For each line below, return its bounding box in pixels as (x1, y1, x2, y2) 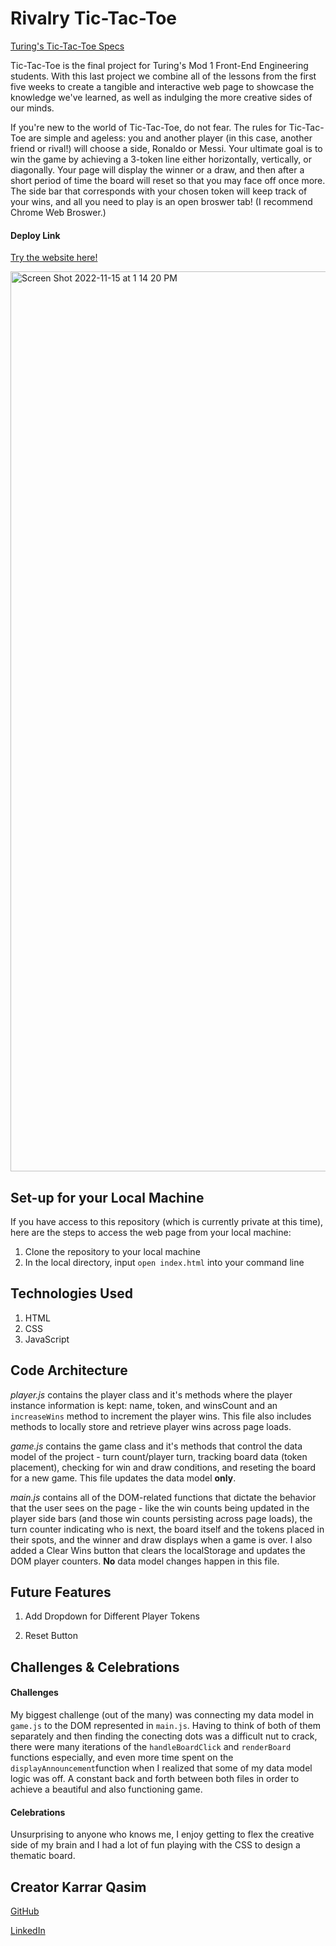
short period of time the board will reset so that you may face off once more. (10, 174, 326, 186)
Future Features (10, 1583, 112, 1601)
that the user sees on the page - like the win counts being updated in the (10, 1502, 310, 1514)
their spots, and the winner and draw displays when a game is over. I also (10, 1533, 313, 1546)
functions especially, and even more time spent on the (10, 1751, 234, 1763)
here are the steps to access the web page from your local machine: (10, 1226, 292, 1238)
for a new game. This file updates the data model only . (10, 1472, 237, 1484)
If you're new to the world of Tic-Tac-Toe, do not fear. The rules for (10, 121, 287, 133)
